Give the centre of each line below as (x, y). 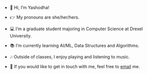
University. (21, 36)
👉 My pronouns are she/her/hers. (44, 17)
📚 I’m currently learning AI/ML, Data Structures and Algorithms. (74, 46)
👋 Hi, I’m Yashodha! (29, 8)
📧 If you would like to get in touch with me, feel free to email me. (75, 66)
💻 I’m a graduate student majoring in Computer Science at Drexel (76, 29)
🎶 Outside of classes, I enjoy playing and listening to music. (70, 57)
